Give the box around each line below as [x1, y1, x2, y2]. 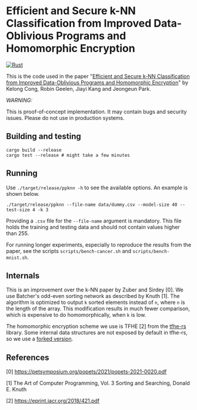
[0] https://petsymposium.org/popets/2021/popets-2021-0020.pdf [6, 368, 167, 375]
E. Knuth [6, 386, 27, 393]
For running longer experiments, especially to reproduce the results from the [6, 241, 192, 248]
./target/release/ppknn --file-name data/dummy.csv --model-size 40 [6, 202, 178, 208]
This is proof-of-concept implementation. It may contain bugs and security [6, 108, 187, 115]
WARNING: [6, 96, 32, 104]
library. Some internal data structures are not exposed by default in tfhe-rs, [6, 329, 188, 336]
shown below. [6, 190, 40, 197]
